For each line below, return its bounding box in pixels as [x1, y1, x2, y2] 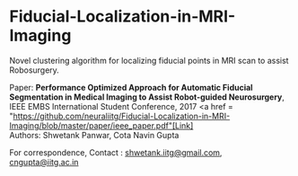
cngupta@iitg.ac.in [9, 156, 79, 167]
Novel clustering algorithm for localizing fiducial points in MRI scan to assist [9, 55, 289, 66]
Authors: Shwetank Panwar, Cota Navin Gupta [9, 129, 180, 140]
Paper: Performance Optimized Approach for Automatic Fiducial [9, 82, 253, 92]
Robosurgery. [9, 65, 60, 75]
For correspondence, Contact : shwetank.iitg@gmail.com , [9, 146, 223, 158]
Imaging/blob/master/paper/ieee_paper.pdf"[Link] [9, 119, 194, 131]
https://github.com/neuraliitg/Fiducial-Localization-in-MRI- [13, 110, 231, 121]
